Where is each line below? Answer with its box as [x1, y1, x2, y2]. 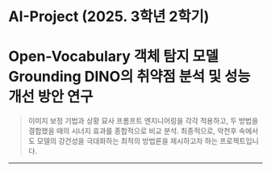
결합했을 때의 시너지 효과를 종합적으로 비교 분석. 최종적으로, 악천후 [27, 126, 237, 136]
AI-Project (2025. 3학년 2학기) [8, 7, 210, 26]
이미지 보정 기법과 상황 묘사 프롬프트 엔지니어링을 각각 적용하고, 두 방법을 [27, 116, 259, 126]
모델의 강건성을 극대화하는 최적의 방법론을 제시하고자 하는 [36, 136, 219, 146]
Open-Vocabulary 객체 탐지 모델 [8, 48, 219, 65]
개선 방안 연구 [8, 88, 94, 106]
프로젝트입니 [219, 136, 260, 146]
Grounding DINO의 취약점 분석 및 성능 [8, 68, 252, 86]
